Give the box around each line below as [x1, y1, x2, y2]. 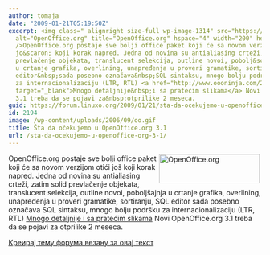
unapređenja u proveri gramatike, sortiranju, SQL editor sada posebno [8, 196, 239, 206]
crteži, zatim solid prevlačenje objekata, [8, 179, 141, 189]
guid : [8, 101, 27, 109]
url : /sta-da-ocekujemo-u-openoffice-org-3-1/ [8, 131, 167, 139]
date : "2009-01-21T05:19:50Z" [8, 19, 110, 27]
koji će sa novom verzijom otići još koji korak [8, 162, 156, 171]
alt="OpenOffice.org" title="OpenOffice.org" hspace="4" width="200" [15, 34, 253, 43]
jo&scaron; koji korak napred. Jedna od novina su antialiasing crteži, [15, 49, 264, 57]
